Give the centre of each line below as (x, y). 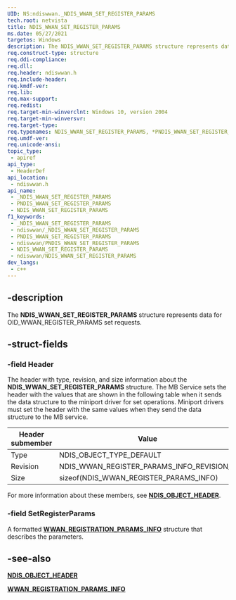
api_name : (22, 191)
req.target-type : (33, 125)
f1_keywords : (26, 217)
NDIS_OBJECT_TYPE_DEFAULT (110, 455)
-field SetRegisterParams (52, 513)
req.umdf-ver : (28, 138)
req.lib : (20, 92)
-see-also (29, 558)
